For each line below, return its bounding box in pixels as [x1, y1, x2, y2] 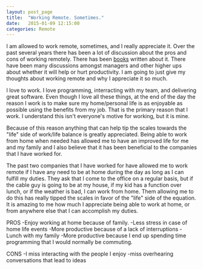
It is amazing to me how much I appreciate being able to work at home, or [6, 201, 190, 208]
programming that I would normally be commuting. [6, 239, 133, 246]
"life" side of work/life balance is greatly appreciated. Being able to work [6, 131, 188, 138]
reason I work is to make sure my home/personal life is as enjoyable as [6, 100, 183, 107]
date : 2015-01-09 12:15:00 [6, 20, 80, 26]
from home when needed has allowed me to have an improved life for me [6, 138, 189, 145]
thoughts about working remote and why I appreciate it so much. [6, 75, 168, 82]
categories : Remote [6, 26, 56, 32]
